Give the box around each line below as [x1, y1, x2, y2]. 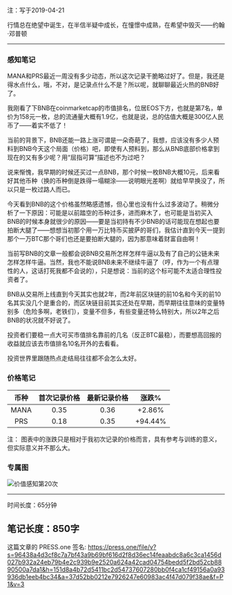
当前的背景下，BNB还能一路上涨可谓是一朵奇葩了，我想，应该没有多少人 [7, 136, 213, 144]
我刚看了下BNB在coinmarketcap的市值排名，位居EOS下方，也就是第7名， [7, 104, 217, 112]
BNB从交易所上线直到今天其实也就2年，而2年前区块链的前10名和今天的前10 [7, 290, 221, 299]
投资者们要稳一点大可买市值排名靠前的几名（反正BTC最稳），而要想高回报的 [7, 331, 222, 339]
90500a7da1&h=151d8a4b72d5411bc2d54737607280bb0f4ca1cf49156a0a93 [7, 565, 225, 574]
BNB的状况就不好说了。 [7, 316, 75, 324]
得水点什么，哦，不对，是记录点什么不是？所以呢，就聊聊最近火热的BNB [7, 80, 213, 89]
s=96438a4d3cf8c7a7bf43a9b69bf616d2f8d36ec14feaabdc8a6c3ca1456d [7, 550, 222, 559]
